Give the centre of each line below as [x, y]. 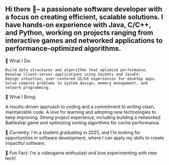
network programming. [28, 88]
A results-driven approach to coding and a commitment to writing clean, [80, 107]
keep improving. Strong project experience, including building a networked [83, 117]
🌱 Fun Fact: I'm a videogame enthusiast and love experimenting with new [81, 153]
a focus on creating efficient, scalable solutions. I [84, 17]
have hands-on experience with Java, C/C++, [78, 25]
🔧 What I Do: [18, 60]
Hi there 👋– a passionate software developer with [84, 9]
